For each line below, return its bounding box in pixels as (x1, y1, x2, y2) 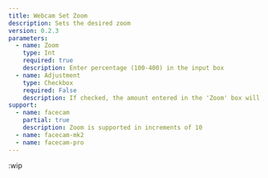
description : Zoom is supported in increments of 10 (22, 123, 203, 131)
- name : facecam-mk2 (15, 131, 84, 139)
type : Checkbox (22, 79, 74, 87)
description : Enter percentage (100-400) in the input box (22, 64, 225, 72)
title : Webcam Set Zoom (8, 11, 88, 20)
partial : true (22, 116, 70, 124)
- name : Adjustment (15, 71, 81, 79)
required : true (22, 57, 74, 65)
